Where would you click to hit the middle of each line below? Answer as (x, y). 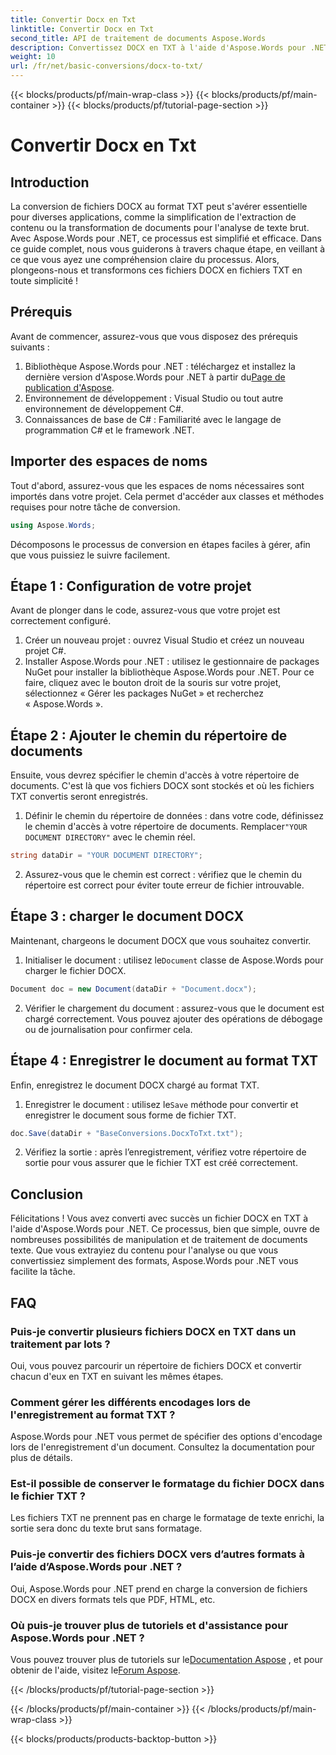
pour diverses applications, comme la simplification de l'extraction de (153, 217)
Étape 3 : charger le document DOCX (127, 916)
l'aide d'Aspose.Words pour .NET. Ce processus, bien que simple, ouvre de (165, 1229)
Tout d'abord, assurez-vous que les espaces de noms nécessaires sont (157, 485)
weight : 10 (33, 57)
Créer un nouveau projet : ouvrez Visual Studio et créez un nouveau (164, 640)
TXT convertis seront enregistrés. (79, 797)
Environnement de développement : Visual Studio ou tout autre (154, 398)
